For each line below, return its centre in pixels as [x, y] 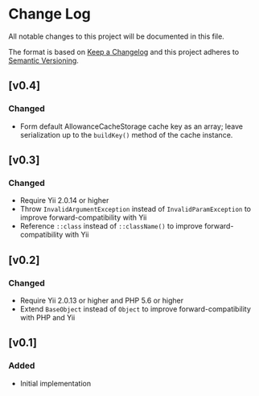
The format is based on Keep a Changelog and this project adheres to [124, 52]
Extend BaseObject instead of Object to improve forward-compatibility [136, 309]
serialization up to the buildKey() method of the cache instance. [126, 134]
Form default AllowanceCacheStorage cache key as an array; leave [132, 126]
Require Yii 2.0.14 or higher [64, 200]
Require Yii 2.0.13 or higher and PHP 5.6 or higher [101, 300]
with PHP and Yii [47, 318]
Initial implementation [55, 383]
